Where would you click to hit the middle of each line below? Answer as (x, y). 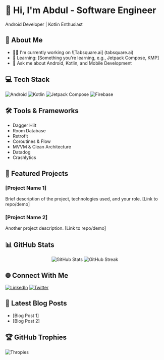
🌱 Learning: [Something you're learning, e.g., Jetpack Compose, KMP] (86, 58)
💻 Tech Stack (28, 80)
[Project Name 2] (26, 217)
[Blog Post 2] (26, 321)
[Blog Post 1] (26, 316)
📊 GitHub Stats (30, 245)
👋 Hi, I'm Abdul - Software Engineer (81, 10)
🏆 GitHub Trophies (36, 338)
